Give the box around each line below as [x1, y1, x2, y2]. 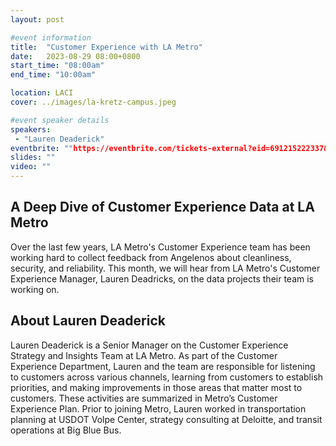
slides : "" [10, 152, 56, 163]
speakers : [10, 124, 52, 135]
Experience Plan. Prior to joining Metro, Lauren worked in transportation [10, 402, 307, 415]
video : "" [10, 162, 52, 172]
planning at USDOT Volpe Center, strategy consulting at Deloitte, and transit [10, 413, 323, 425]
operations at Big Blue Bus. [10, 424, 122, 436]
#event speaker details [10, 115, 110, 125]
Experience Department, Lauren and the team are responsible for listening [10, 360, 316, 372]
